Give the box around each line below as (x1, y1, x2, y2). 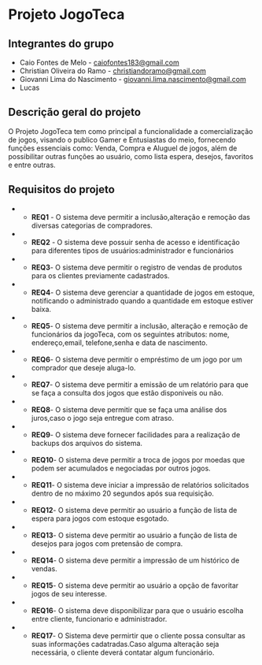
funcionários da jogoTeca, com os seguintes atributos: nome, (31, 329, 230, 339)
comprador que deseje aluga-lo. (31, 362, 136, 372)
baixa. (31, 304, 52, 314)
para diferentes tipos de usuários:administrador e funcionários (31, 246, 234, 255)
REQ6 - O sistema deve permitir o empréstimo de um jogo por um (31, 355, 242, 364)
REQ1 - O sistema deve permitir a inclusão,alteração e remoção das (31, 212, 250, 221)
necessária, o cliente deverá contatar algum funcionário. (31, 648, 215, 657)
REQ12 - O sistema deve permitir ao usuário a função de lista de (31, 505, 238, 515)
